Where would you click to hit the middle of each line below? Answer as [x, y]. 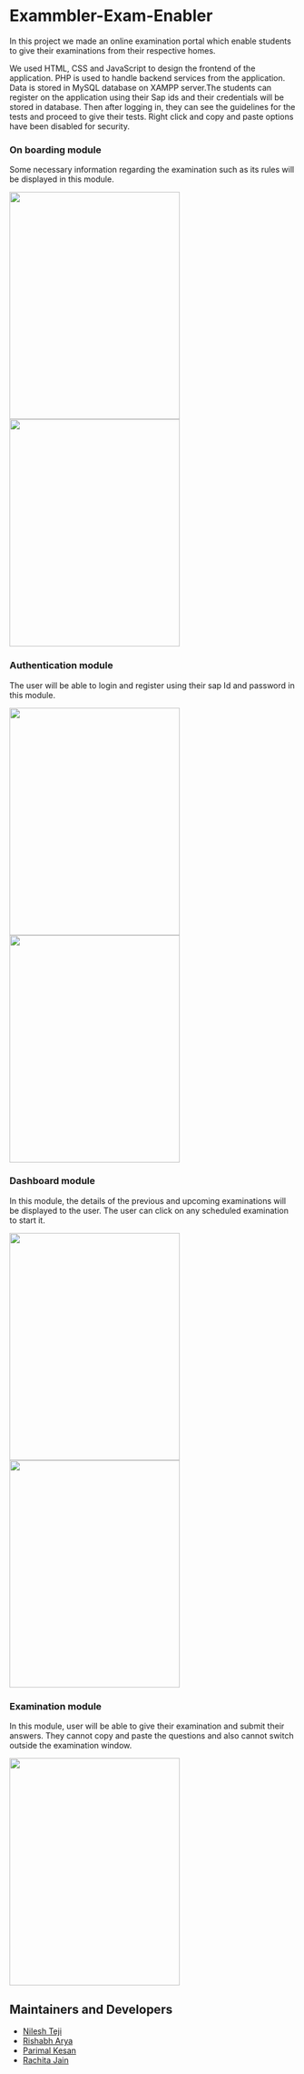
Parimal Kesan [49, 2050]
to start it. [27, 1220]
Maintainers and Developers [91, 2009]
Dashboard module [52, 1181]
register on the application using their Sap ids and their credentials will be [147, 97]
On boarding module [55, 149]
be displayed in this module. [62, 179]
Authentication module [61, 666]
